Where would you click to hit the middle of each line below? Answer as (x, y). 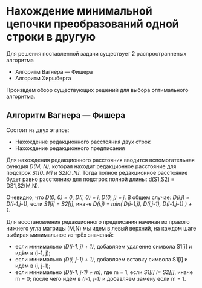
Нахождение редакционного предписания (70, 148)
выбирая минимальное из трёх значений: (60, 235)
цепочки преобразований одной (93, 24)
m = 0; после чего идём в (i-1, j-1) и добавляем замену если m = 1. (100, 278)
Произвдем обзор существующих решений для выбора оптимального (97, 90)
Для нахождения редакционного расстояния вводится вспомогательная (100, 160)
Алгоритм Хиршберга (43, 78)
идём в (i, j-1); (33, 266)
